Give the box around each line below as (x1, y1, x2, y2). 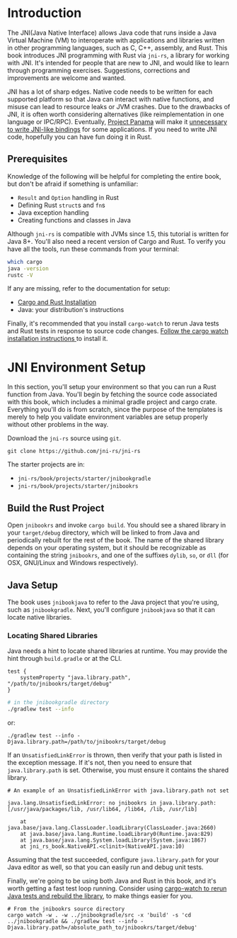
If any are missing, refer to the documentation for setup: (7, 284, 170, 293)
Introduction (7, 5, 82, 21)
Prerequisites (7, 153, 68, 165)
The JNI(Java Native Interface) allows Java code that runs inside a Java (7, 28, 217, 37)
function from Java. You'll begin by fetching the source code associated (7, 390, 217, 398)
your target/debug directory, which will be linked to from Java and (7, 528, 200, 537)
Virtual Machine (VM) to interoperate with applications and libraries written (7, 35, 225, 44)
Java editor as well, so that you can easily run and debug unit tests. (7, 863, 204, 871)
